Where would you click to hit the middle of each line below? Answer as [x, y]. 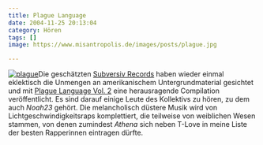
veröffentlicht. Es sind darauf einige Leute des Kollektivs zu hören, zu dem [129, 99]
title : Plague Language [47, 15]
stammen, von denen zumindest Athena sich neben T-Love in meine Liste [128, 125]
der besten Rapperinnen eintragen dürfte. [76, 133]
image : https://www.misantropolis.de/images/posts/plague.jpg [113, 45]
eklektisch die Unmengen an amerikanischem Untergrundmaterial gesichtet [131, 83]
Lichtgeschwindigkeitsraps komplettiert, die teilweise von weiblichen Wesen [132, 116]
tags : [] [23, 37]
